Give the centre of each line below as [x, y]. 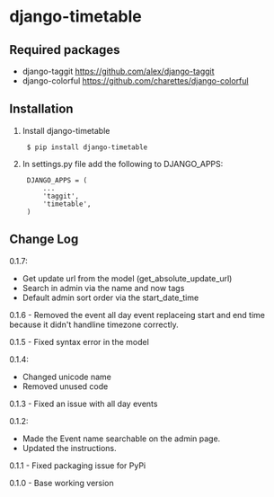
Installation [41, 109]
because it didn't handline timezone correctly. [94, 324]
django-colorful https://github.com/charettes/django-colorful [135, 81]
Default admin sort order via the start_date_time [110, 297]
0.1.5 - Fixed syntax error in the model [80, 342]
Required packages [65, 50]
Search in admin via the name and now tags [103, 288]
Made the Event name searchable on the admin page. [121, 439]
